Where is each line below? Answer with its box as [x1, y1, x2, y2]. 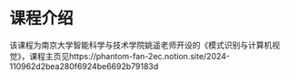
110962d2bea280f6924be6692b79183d [9, 60, 159, 72]
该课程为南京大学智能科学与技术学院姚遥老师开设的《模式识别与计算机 [9, 39, 273, 50]
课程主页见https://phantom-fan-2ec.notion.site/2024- [28, 50, 230, 61]
